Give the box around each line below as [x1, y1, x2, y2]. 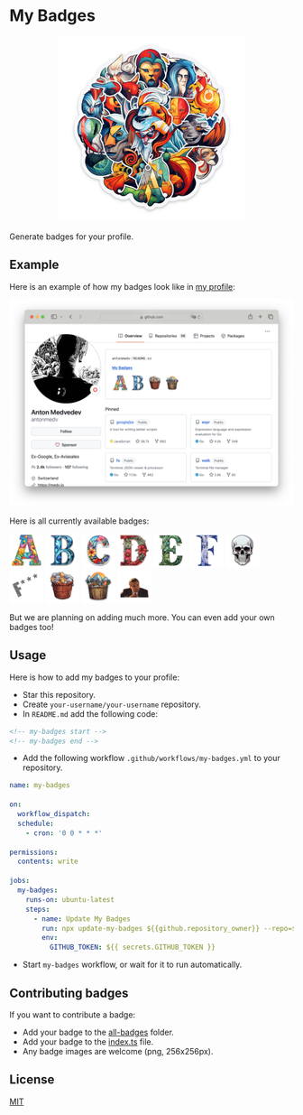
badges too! [9, 621, 54, 632]
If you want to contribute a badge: [9, 1009, 136, 1020]
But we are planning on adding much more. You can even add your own [9, 611, 275, 623]
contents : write [17, 857, 78, 867]
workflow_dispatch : [17, 810, 91, 819]
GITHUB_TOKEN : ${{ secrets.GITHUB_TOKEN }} [49, 943, 216, 952]
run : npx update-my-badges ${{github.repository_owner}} [41, 924, 260, 933]
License [9, 1072, 55, 1088]
